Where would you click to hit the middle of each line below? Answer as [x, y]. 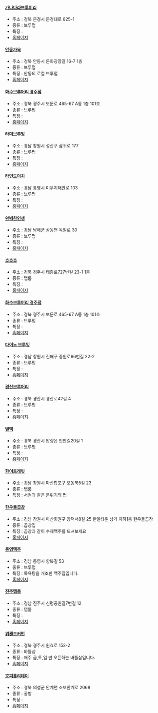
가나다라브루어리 [21, 7]
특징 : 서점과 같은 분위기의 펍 [39, 495]
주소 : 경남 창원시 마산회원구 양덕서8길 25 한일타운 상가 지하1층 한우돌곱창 [82, 519]
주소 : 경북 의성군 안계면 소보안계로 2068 [51, 688]
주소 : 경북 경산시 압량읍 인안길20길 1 [47, 441]
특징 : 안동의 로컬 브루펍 [35, 74]
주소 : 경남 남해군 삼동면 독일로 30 [45, 230]
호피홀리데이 [17, 675]
